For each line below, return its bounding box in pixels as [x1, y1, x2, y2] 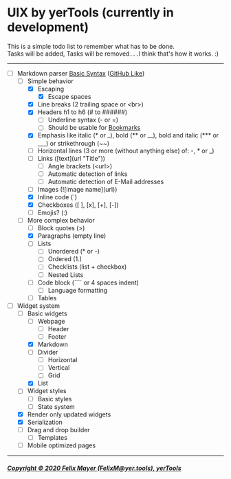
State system [37, 402, 75, 410]
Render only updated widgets [27, 410, 111, 419]
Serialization [27, 418, 63, 426]
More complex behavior [27, 216, 95, 225]
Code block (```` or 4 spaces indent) [37, 278, 140, 287]
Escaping [37, 85, 64, 93]
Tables [37, 293, 57, 302]
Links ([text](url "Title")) [37, 154, 105, 162]
